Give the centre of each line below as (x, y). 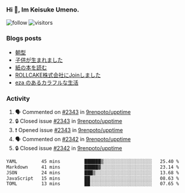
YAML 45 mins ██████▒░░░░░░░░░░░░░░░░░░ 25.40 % (93, 161)
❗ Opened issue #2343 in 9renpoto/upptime (69, 130)
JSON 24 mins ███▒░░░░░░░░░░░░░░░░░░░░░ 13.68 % (93, 172)
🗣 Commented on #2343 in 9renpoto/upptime (73, 112)
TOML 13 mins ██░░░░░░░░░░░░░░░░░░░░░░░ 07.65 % (93, 184)
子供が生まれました (39, 60)
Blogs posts (24, 39)
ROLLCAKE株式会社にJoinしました (58, 75)
